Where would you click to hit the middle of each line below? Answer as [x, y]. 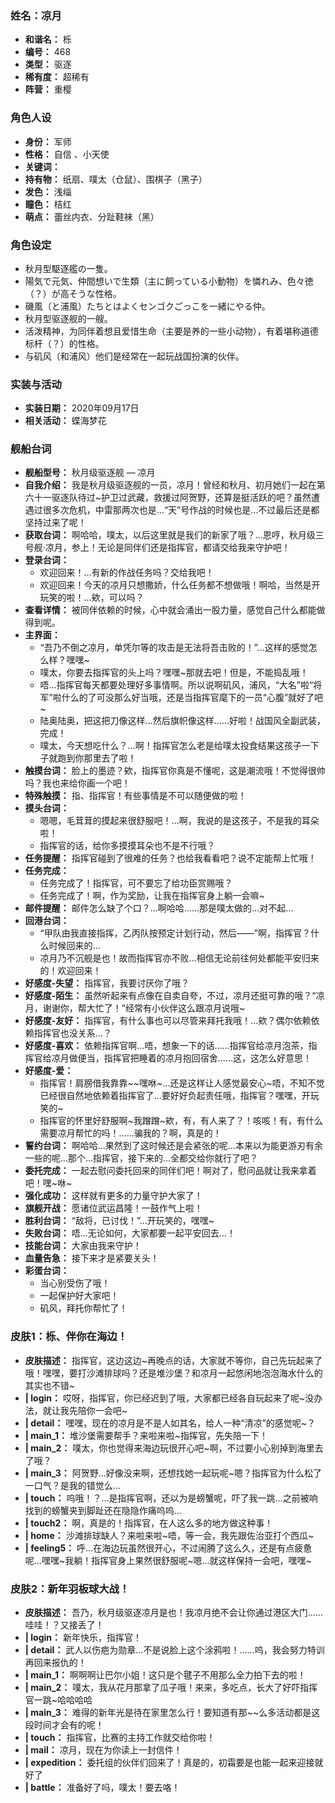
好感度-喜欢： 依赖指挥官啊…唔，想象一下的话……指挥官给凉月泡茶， [166, 1046]
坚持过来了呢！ [55, 523]
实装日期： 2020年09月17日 [82, 408]
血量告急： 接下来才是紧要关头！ [92, 1258]
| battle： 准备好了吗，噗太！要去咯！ [102, 1788]
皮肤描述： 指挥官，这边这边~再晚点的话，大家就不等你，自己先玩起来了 [173, 1360]
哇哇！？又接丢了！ [64, 1625]
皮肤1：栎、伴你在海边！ [69, 1337]
